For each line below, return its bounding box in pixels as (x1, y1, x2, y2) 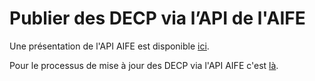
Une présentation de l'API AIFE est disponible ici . (9, 40, 210, 52)
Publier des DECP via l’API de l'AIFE (9, 7, 306, 30)
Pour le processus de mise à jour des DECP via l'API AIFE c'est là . (9, 59, 279, 71)
